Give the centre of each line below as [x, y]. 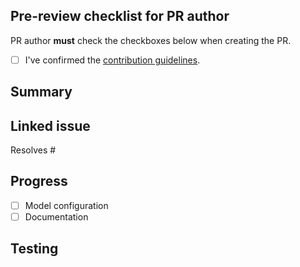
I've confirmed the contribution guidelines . [112, 60]
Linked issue [50, 125]
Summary [41, 92]
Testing [34, 249]
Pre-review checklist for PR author [120, 16]
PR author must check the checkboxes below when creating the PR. [151, 40]
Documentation [56, 216]
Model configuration [66, 205]
